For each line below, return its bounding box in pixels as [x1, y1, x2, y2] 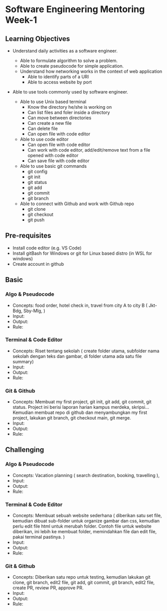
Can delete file [27, 125, 58, 131]
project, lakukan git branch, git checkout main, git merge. [12, 415, 131, 421]
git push [27, 217, 45, 223]
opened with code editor [27, 153, 79, 158]
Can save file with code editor [27, 158, 90, 164]
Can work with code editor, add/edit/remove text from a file [27, 147, 150, 153]
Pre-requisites [5, 231, 51, 240]
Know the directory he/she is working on [27, 104, 112, 110]
